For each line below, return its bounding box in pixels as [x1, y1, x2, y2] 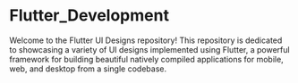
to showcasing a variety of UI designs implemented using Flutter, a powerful [9, 44, 290, 54]
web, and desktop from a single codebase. [9, 63, 167, 74]
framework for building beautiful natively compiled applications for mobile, [9, 54, 284, 64]
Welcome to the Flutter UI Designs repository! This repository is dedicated [9, 35, 283, 46]
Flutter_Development [9, 5, 170, 26]
